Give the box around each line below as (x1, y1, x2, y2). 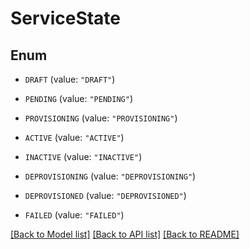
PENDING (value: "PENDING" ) (24, 93, 133, 104)
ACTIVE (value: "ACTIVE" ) (24, 132, 125, 143)
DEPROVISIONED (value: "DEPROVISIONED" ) (24, 190, 187, 201)
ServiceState (10, 7, 122, 30)
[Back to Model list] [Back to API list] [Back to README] (10, 228, 240, 240)
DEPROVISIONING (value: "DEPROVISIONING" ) (24, 170, 197, 182)
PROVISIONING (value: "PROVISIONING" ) (24, 112, 178, 124)
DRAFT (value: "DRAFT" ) (24, 73, 116, 85)
